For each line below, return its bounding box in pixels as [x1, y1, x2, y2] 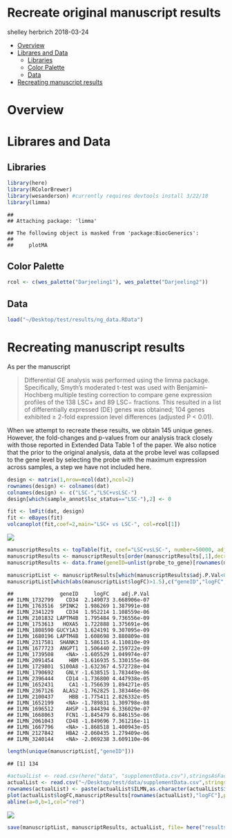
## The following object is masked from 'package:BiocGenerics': [7, 230, 199, 237]
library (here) [7, 180, 48, 187]
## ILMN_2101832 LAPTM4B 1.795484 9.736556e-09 [7, 614, 150, 622]
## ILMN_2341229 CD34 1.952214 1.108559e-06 [7, 609, 150, 616]
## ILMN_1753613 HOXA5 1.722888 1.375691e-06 [7, 621, 150, 628]
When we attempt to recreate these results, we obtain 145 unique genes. [7, 426, 214, 434]
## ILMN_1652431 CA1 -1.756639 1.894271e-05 [7, 682, 150, 689]
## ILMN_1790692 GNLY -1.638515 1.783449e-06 [7, 669, 150, 676]
